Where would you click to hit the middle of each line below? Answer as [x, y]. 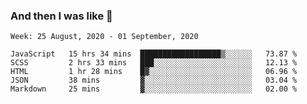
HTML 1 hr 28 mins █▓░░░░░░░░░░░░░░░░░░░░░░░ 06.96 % [154, 72]
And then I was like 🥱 [61, 16]
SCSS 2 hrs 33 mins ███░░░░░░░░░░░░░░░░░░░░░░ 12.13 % [154, 63]
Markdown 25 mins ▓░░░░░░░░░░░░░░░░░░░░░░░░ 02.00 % [154, 89]
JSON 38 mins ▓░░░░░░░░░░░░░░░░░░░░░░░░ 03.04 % [154, 80]
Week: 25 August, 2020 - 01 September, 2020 [104, 37]
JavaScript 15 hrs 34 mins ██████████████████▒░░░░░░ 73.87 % [154, 54]
